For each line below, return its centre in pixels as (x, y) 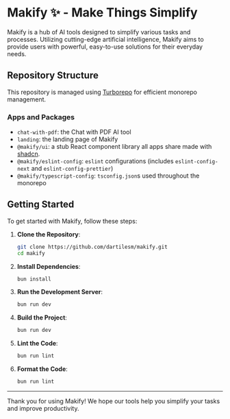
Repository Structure (53, 76)
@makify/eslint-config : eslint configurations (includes (95, 161)
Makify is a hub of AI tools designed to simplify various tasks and (99, 32)
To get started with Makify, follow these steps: (72, 221)
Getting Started (41, 205)
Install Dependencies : (49, 266)
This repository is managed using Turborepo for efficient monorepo (102, 92)
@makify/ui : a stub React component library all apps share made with (114, 147)
